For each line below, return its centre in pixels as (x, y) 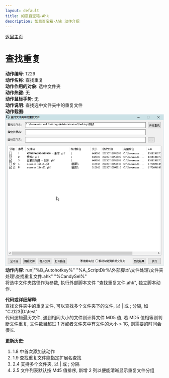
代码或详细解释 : (21, 300)
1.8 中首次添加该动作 (34, 351)
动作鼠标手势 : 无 (22, 99)
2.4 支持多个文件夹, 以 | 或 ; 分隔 (46, 364)
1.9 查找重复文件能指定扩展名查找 (47, 358)
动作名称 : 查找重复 (24, 80)
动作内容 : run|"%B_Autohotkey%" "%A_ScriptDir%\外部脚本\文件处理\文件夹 (84, 270)
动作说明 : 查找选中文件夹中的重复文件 (44, 105)
